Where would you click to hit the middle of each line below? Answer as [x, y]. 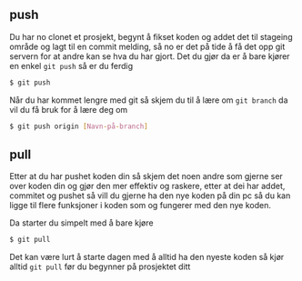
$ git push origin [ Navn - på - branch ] [79, 126]
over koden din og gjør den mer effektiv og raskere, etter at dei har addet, [147, 186]
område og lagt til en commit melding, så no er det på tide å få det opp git [147, 46]
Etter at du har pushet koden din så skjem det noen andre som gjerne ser [146, 176]
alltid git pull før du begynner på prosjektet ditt [100, 266]
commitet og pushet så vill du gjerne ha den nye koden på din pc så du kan [150, 196]
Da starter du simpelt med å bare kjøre [81, 223]
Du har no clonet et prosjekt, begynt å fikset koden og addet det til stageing [151, 36]
